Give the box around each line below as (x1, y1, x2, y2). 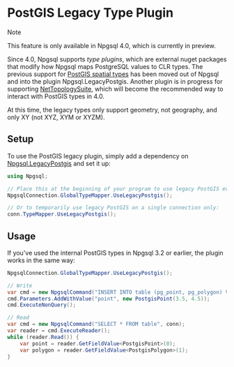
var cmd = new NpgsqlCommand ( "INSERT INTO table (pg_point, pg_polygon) (7, 288, 223, 296)
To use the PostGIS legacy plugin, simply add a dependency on (7, 151, 189, 160)
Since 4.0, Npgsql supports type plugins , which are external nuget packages (7, 54, 227, 63)
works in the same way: (7, 256, 75, 264)
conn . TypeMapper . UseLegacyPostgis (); (7, 211, 117, 218)
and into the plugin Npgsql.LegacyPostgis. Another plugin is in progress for (7, 77, 223, 85)
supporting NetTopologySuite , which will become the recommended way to (7, 84, 224, 93)
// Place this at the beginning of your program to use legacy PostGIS (7, 185, 219, 193)
